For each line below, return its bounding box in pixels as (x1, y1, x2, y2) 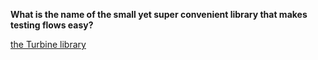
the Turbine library (10, 39, 87, 50)
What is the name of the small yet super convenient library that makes (10, 9, 308, 20)
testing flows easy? (10, 19, 94, 31)
